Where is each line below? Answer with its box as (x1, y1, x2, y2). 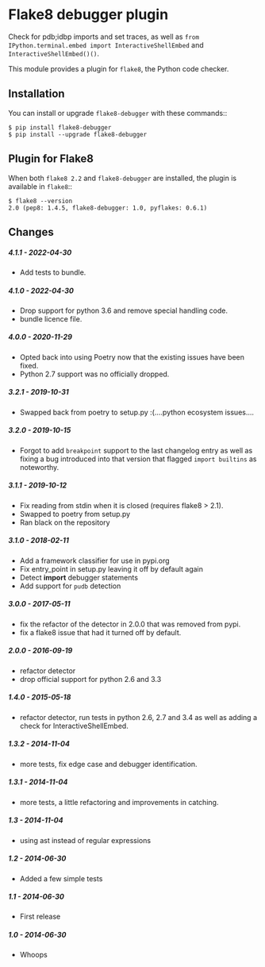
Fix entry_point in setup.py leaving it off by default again (19, 564, 204, 573)
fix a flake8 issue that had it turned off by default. (19, 627, 182, 637)
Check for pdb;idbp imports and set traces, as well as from (8, 32, 200, 41)
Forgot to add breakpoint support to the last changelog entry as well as (19, 445, 253, 455)
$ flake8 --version (8, 197, 73, 205)
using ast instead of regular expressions (19, 835, 152, 845)
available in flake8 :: (8, 181, 73, 191)
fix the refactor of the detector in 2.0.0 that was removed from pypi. (19, 619, 241, 629)
